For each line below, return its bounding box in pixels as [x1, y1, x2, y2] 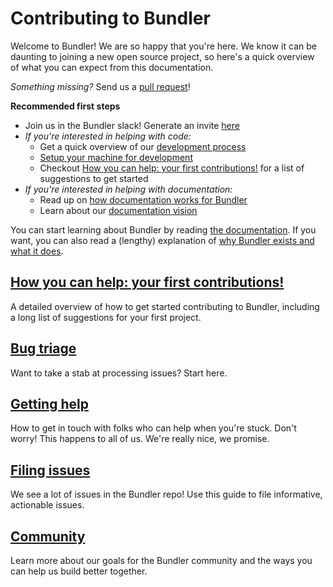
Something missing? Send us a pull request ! [10, 80, 191, 92]
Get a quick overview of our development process [39, 140, 247, 152]
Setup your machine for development [39, 151, 193, 163]
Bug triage [10, 340, 77, 357]
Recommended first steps [10, 100, 121, 112]
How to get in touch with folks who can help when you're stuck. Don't [10, 422, 297, 434]
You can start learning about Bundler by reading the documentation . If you [10, 223, 317, 236]
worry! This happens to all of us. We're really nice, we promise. [10, 433, 270, 445]
